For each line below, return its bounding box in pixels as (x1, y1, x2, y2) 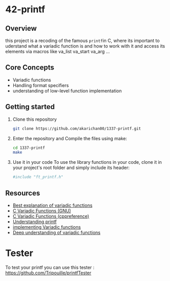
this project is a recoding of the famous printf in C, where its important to (5, 37, 160, 44)
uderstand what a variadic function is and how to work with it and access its (5, 43, 165, 49)
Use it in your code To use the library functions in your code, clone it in (12, 159, 162, 165)
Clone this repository (12, 116, 57, 122)
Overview (5, 24, 37, 33)
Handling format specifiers (12, 82, 69, 88)
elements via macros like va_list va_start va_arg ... (5, 49, 110, 54)
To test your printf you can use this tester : (5, 264, 94, 270)
